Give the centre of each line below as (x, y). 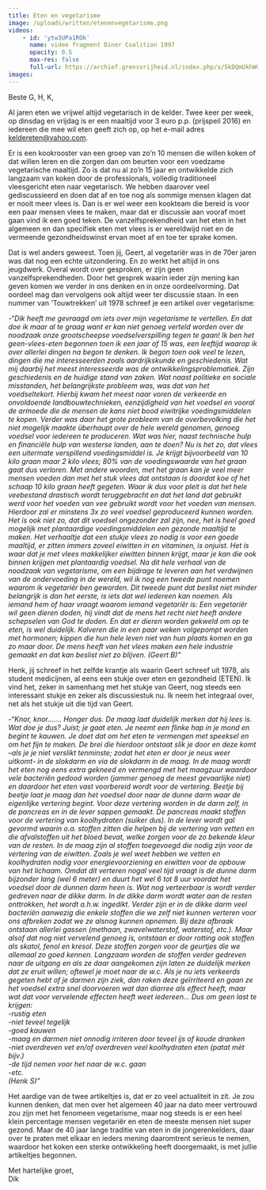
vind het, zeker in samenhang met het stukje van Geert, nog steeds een (125, 686)
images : (21, 74)
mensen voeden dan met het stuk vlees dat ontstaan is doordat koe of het (129, 478)
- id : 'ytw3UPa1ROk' (56, 38)
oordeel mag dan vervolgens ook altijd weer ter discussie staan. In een (123, 295)
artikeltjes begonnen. (43, 1155)
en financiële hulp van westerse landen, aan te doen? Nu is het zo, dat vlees (133, 444)
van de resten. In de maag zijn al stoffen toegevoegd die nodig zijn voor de (131, 845)
